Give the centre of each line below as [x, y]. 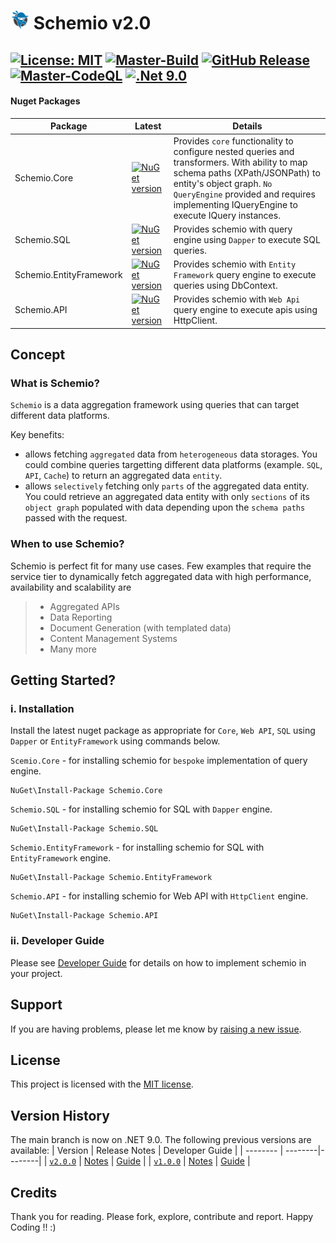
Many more [73, 649]
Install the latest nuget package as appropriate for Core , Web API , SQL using [163, 731]
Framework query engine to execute [245, 275]
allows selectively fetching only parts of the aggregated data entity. [167, 486]
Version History [60, 1115]
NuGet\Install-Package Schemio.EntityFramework [111, 878]
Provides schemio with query [233, 229]
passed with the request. [76, 518]
